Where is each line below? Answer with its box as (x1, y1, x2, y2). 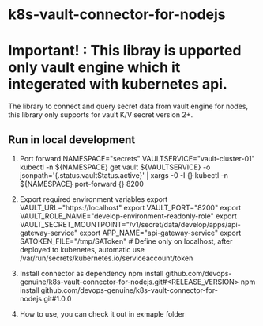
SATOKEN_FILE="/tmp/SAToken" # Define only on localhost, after (19, 236, 233, 246)
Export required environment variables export (19, 194, 168, 203)
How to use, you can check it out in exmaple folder (19, 309, 186, 318)
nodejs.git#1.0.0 (19, 294, 72, 303)
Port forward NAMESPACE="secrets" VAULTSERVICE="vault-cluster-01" (19, 154, 255, 163)
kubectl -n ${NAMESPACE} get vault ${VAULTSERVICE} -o (19, 162, 211, 172)
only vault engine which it (8, 59, 181, 77)
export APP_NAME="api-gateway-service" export (79, 228, 242, 237)
